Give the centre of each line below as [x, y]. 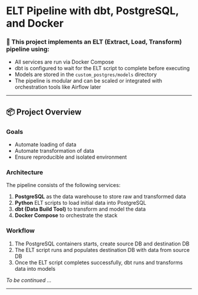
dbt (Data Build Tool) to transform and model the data [80, 209]
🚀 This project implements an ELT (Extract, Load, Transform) [94, 42]
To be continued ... [29, 280]
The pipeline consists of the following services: [63, 185]
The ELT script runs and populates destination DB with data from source [102, 250]
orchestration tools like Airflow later [58, 87]
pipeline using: [28, 50]
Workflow [21, 231]
